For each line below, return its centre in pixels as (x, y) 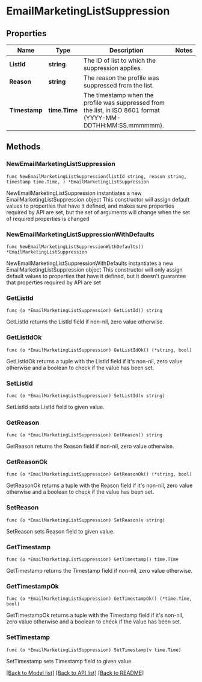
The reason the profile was (121, 78)
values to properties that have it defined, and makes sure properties (90, 206)
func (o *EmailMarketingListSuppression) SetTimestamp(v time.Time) (94, 650)
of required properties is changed (48, 218)
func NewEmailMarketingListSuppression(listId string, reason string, (96, 176)
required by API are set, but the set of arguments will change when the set (98, 212)
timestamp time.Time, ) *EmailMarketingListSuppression (78, 182)
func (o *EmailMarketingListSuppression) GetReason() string (84, 435)
